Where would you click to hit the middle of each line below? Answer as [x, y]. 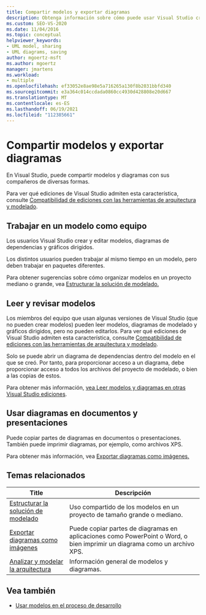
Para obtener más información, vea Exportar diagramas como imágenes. [98, 456]
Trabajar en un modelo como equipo [77, 226]
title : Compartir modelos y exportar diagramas [68, 12]
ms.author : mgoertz [31, 63]
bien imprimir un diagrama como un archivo [132, 544]
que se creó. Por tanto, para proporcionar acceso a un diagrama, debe [95, 362]
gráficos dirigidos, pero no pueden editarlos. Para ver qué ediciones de [97, 331]
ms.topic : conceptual [34, 35]
